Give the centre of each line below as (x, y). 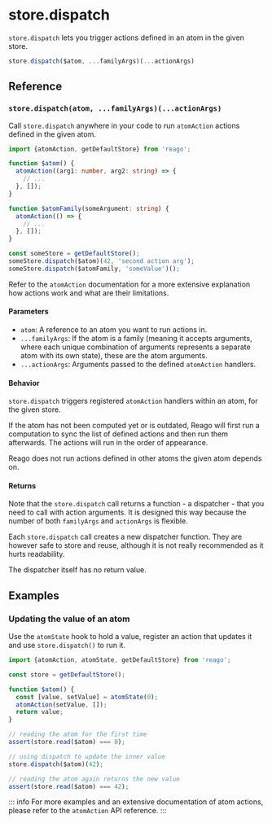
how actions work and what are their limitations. (89, 293)
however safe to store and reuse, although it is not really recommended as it (136, 545)
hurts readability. (37, 554)
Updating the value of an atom (69, 619)
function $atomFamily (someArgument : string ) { (89, 208)
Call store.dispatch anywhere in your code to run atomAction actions (124, 125)
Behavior (24, 383)
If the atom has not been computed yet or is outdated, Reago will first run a (134, 426)
